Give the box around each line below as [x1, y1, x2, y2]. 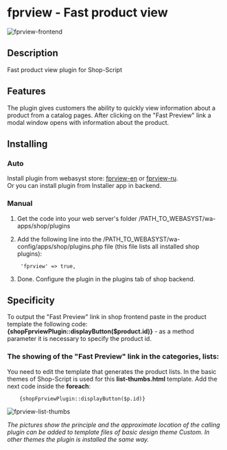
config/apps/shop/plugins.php [16, 242, 104, 250]
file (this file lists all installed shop [104, 242, 200, 250]
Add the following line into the [16, 235, 101, 243]
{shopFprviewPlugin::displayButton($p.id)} [19, 395, 146, 402]
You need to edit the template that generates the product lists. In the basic [7, 367, 217, 375]
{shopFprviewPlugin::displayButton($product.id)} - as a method [7, 327, 194, 335]
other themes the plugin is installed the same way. [7, 435, 150, 443]
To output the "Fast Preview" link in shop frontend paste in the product [7, 313, 207, 321]
